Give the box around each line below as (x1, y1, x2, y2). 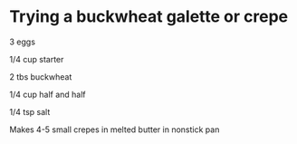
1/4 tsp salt (9, 106, 51, 117)
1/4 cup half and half (9, 89, 86, 100)
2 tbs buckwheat (9, 71, 72, 82)
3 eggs (9, 36, 36, 47)
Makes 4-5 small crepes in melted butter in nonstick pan (9, 124, 220, 135)
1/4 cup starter (9, 53, 64, 64)
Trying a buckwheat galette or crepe (9, 6, 289, 27)
